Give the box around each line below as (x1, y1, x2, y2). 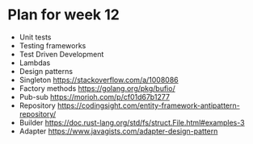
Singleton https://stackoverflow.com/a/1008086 (19, 75, 179, 84)
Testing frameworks (19, 40, 86, 50)
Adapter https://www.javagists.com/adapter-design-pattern (19, 126, 218, 136)
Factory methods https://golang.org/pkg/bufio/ (19, 83, 175, 93)
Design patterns (19, 66, 74, 76)
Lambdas (19, 58, 51, 68)
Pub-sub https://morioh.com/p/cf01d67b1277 (19, 92, 171, 101)
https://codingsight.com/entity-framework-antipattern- (57, 101, 240, 110)
